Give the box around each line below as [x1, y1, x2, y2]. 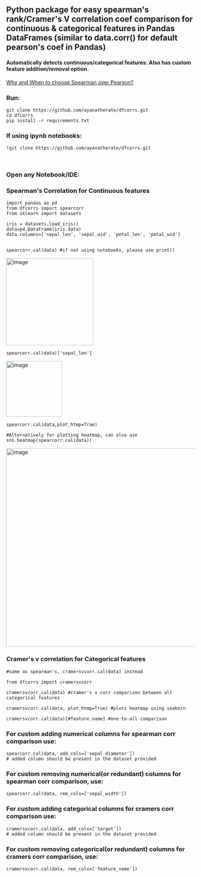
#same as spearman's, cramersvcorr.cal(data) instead [6, 668, 144, 674]
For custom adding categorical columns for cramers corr [6, 805, 175, 813]
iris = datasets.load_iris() [6, 221, 79, 227]
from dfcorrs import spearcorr [6, 205, 84, 211]
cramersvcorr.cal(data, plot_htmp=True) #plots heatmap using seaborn [6, 705, 186, 712]
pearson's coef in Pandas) [6, 42, 106, 53]
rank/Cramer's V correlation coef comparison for [6, 14, 193, 25]
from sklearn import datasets [6, 211, 82, 217]
